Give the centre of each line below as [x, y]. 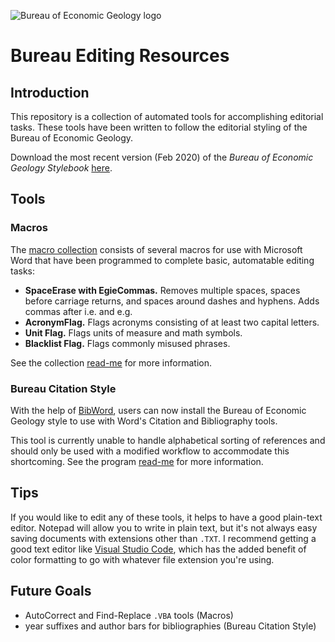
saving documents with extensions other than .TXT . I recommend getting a [163, 538]
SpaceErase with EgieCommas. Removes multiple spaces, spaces [162, 290]
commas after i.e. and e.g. [78, 311]
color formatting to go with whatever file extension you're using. [142, 559]
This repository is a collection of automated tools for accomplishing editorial [167, 116]
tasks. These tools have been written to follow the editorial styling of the [159, 127]
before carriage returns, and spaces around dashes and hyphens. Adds [172, 301]
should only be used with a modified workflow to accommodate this [150, 451]
